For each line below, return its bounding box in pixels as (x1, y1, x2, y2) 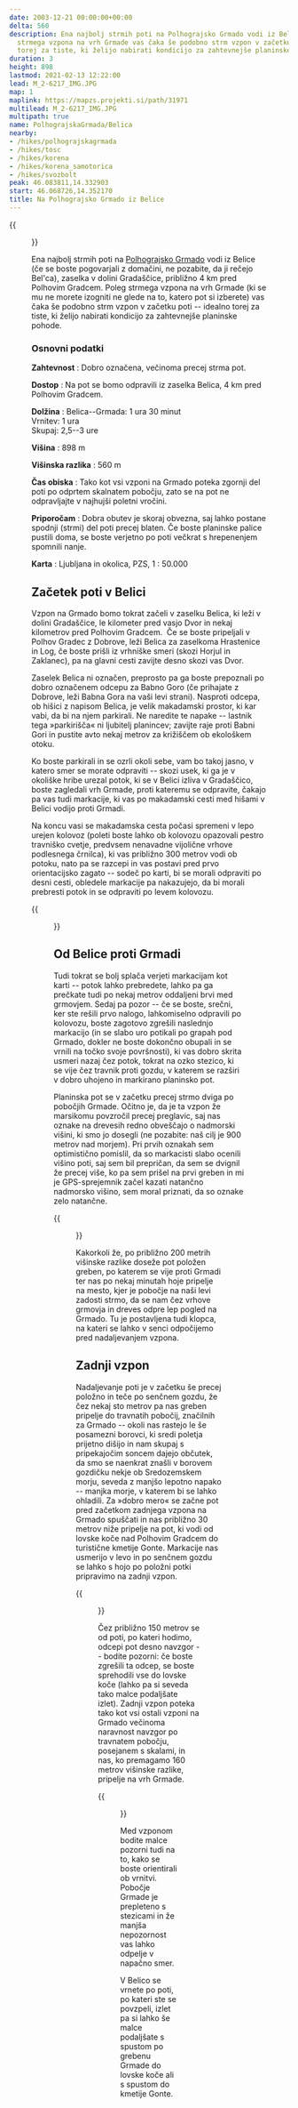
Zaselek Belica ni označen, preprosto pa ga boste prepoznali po (31, 672, 264, 683)
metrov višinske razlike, (98, 1764, 184, 1774)
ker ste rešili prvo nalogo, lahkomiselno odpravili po (53, 1008, 242, 1018)
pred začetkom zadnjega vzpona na (75, 1504, 207, 1515)
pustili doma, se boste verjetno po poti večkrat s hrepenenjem (31, 532, 258, 543)
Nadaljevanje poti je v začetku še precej (75, 1381, 222, 1392)
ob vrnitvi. (120, 1872, 158, 1883)
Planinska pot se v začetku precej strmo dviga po (53, 1091, 234, 1102)
